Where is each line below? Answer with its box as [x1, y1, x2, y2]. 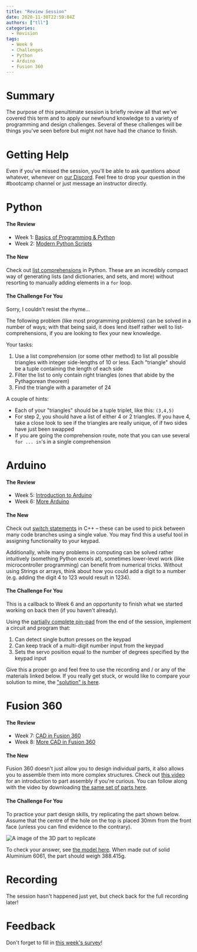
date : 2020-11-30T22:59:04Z [6, 14, 75, 20]
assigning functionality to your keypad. [6, 537, 101, 544]
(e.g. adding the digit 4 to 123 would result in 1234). [6, 574, 131, 581]
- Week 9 [11, 42, 33, 48]
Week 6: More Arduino [14, 498, 69, 505]
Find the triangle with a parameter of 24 [14, 384, 112, 391]
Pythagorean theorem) [14, 378, 69, 385]
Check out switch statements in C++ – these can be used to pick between [6, 525, 185, 532]
